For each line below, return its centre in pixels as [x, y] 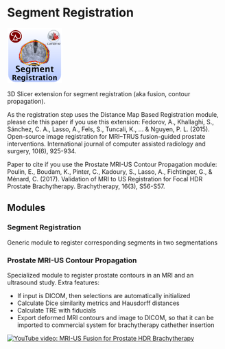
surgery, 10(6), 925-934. [42, 151]
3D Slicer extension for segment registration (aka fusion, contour [99, 93]
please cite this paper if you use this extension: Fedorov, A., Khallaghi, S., [111, 122]
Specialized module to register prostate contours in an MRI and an [100, 275]
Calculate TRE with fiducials [56, 310]
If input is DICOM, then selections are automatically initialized [104, 295]
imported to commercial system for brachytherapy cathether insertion [116, 325]
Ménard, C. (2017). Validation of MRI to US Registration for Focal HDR [105, 179]
